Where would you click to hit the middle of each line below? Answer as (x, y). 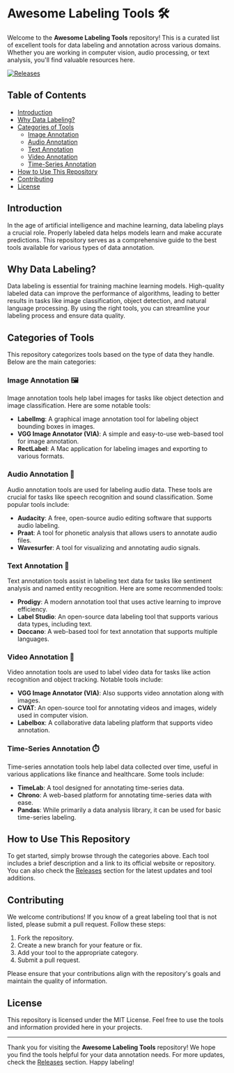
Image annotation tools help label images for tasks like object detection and (116, 398)
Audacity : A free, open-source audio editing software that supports (115, 518)
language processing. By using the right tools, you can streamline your (109, 309)
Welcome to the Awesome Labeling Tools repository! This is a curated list (114, 37)
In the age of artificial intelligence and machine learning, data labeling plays (116, 225)
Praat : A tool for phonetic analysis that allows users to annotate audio (117, 533)
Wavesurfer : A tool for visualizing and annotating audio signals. (109, 547)
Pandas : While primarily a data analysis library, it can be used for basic (119, 810)
